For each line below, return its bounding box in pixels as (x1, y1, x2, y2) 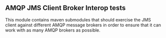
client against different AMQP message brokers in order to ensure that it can (5, 22, 162, 28)
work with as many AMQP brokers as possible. (5, 27, 101, 33)
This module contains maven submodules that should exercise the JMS (5, 17, 152, 22)
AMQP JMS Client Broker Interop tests (5, 4, 126, 12)
